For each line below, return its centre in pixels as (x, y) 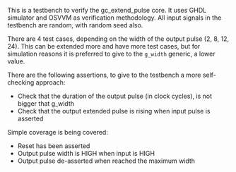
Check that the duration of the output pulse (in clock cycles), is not (115, 96)
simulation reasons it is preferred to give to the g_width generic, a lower (111, 54)
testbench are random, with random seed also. (75, 25)
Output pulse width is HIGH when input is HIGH (86, 153)
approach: (51, 82)
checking (21, 82)
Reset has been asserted (54, 146)
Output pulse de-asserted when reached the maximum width (106, 161)
